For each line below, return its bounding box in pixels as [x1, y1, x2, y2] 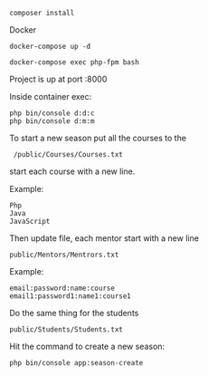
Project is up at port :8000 [9, 73, 108, 84]
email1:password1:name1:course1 [9, 292, 131, 301]
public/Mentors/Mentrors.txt [9, 250, 119, 259]
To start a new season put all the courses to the [9, 132, 187, 143]
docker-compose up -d [9, 42, 91, 51]
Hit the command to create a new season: [9, 341, 165, 352]
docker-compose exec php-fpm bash [9, 58, 140, 67]
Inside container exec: [9, 92, 92, 101]
